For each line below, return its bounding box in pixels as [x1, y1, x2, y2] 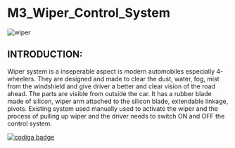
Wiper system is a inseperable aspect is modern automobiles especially [7, 67, 215, 75]
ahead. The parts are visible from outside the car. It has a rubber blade [7, 89, 212, 97]
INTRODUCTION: [7, 48, 83, 60]
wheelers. [7, 74, 37, 83]
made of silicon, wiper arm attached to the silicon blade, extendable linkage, [7, 97, 229, 105]
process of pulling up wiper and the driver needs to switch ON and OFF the [7, 112, 225, 120]
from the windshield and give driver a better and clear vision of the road [7, 82, 216, 90]
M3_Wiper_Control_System [7, 5, 171, 21]
